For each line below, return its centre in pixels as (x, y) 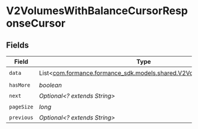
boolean (50, 85)
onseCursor (36, 23)
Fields (18, 45)
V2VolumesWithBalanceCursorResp (97, 11)
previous (21, 118)
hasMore (20, 85)
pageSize (21, 107)
